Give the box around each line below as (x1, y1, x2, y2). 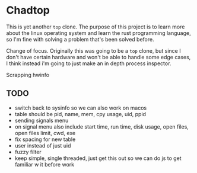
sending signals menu (14, 117, 69, 124)
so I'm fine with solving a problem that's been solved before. (6, 36, 154, 43)
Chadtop (6, 4, 50, 17)
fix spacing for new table (14, 136, 76, 143)
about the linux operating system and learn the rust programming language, (6, 29, 191, 36)
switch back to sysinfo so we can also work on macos (14, 104, 147, 111)
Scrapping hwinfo (6, 71, 50, 78)
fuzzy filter (14, 148, 42, 155)
